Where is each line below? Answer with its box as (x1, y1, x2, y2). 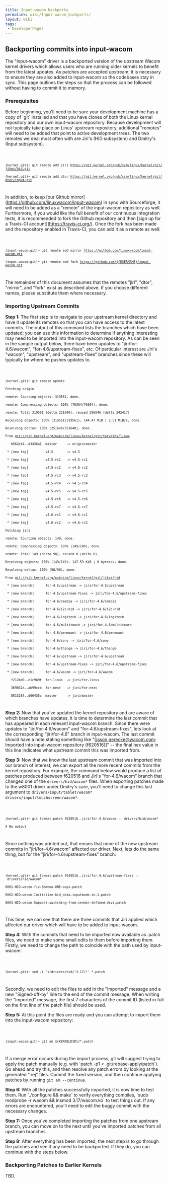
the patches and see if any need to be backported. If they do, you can (5, 1144, 150, 1149)
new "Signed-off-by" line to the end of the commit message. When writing (5, 991, 159, 997)
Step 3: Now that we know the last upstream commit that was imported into (5, 757, 162, 763)
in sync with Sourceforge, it (103, 199, 160, 205)
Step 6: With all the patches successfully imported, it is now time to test (5, 1087, 154, 1092)
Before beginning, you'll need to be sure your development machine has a (5, 109, 158, 115)
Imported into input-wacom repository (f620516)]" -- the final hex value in (5, 742, 158, 748)
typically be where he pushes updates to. (5, 357, 91, 363)
